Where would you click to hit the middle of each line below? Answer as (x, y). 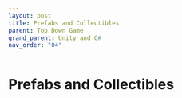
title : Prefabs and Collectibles (64, 23)
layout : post (30, 16)
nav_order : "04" (35, 45)
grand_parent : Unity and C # (55, 38)
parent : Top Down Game (46, 30)
